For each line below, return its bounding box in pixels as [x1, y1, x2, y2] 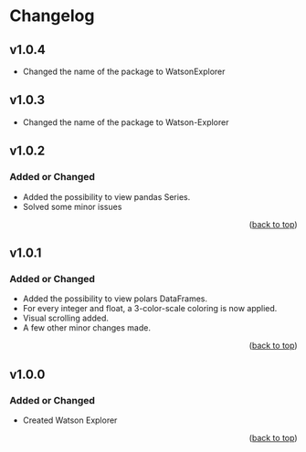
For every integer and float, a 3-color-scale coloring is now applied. [22, 303, 278, 314]
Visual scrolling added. [22, 312, 110, 324]
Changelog [9, 5, 95, 26]
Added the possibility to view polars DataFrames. [22, 293, 208, 304]
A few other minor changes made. [22, 322, 151, 333]
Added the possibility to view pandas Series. [22, 191, 191, 202]
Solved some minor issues [22, 201, 122, 212]
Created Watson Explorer [22, 415, 118, 426]
